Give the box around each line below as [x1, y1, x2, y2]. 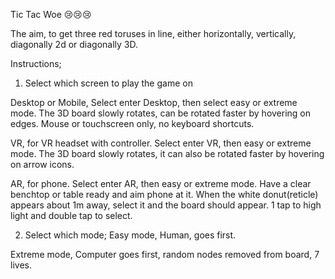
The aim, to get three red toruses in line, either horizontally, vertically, [10, 28, 297, 39]
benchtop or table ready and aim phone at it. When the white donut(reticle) [10, 189, 319, 200]
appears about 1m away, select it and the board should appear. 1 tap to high [10, 199, 322, 211]
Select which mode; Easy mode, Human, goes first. [24, 229, 237, 241]
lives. [10, 259, 32, 271]
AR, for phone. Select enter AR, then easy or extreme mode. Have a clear [10, 178, 312, 189]
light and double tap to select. [10, 210, 133, 221]
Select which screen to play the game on [24, 77, 193, 89]
